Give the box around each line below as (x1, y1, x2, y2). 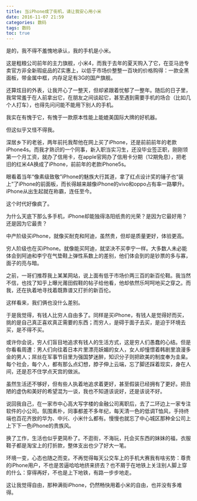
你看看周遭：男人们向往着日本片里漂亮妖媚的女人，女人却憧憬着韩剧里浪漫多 (6, 346, 191, 353)
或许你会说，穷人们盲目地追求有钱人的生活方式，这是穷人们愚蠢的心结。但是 (6, 339, 191, 346)
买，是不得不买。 (6, 326, 47, 333)
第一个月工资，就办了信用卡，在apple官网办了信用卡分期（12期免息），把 (6, 154, 182, 161)
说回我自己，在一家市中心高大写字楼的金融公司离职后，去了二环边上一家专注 (6, 400, 191, 407)
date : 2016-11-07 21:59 (6, 14, 64, 20)
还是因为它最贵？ (6, 220, 47, 227)
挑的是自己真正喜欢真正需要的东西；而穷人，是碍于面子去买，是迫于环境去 (6, 319, 186, 326)
